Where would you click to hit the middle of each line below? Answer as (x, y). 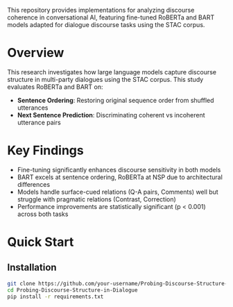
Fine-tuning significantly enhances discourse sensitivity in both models (119, 169)
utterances (33, 108)
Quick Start (41, 242)
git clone (21, 283)
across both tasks (43, 214)
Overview (36, 53)
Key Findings (46, 150)
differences (34, 184)
